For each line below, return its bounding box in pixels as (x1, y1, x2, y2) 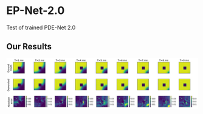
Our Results (6, 41, 52, 52)
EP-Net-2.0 (6, 4, 65, 18)
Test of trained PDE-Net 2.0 (6, 24, 76, 31)
